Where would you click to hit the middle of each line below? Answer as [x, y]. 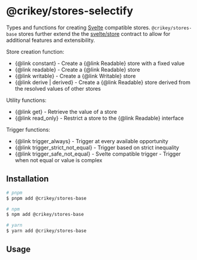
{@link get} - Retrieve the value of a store [66, 112]
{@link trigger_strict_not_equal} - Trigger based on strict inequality [97, 147]
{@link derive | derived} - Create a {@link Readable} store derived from [103, 82]
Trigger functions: [28, 129]
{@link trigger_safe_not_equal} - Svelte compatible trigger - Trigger [98, 154]
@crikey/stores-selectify [70, 11]
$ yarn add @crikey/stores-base [46, 231]
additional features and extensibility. [51, 40]
